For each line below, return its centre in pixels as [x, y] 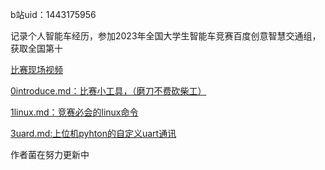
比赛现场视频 [36, 69]
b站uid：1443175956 [53, 14]
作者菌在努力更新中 [50, 154]
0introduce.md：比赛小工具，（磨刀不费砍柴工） [108, 91]
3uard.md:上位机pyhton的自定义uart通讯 [93, 133]
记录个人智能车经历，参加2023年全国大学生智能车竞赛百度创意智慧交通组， [166, 36]
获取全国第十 [36, 48]
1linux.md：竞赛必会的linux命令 [74, 112]
